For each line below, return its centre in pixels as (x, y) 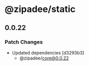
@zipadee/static (40, 9)
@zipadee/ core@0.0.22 (44, 58)
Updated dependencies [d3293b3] (48, 52)
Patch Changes (24, 42)
